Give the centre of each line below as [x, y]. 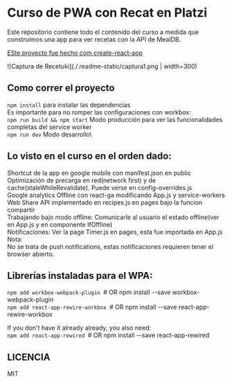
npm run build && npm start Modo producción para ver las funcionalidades [115, 119]
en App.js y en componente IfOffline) [60, 224]
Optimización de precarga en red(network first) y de [81, 180]
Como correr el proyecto [61, 88]
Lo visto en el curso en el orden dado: [89, 156]
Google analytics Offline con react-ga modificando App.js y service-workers [116, 195]
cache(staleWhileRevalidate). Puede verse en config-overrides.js [100, 187]
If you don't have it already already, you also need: [79, 328]
